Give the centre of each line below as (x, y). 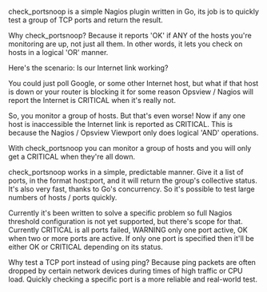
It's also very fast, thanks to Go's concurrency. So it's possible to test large (132, 189)
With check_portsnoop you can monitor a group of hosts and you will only (130, 148)
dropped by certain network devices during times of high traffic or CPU (126, 271)
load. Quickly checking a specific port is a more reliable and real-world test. (133, 279)
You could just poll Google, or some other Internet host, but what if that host (133, 83)
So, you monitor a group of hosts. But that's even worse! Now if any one (127, 116)
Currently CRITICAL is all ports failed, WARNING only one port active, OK (128, 230)
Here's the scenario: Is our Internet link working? (88, 68)
